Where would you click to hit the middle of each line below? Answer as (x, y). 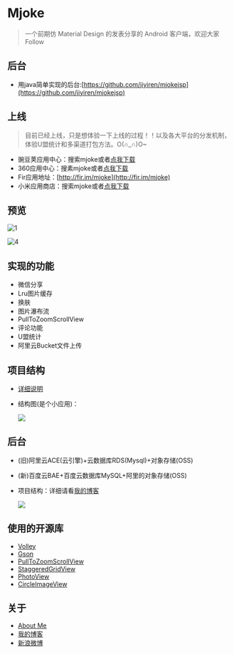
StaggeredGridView (47, 569)
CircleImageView (42, 584)
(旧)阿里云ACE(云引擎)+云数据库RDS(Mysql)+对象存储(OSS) (105, 460)
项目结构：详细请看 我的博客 (58, 490)
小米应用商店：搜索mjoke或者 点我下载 (73, 186)
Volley (27, 546)
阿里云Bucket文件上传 (50, 346)
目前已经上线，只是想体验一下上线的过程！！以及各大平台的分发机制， (128, 135)
